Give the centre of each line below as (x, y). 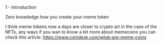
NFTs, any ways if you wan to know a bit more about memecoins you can (80, 32)
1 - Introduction (21, 7)
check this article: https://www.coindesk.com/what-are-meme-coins (76, 37)
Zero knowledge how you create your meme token (57, 17)
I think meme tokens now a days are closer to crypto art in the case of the (81, 26)
